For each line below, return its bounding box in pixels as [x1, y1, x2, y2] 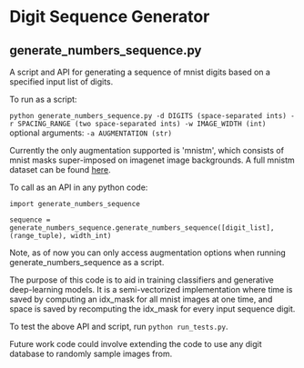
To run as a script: [9, 94, 77, 104]
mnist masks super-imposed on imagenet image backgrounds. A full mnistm [9, 154, 295, 165]
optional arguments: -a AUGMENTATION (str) [9, 127, 173, 138]
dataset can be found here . [9, 164, 111, 174]
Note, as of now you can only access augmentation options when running [9, 247, 286, 258]
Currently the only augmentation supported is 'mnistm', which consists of [9, 145, 285, 155]
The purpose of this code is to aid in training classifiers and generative [9, 274, 275, 285]
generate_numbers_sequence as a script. [9, 257, 165, 267]
